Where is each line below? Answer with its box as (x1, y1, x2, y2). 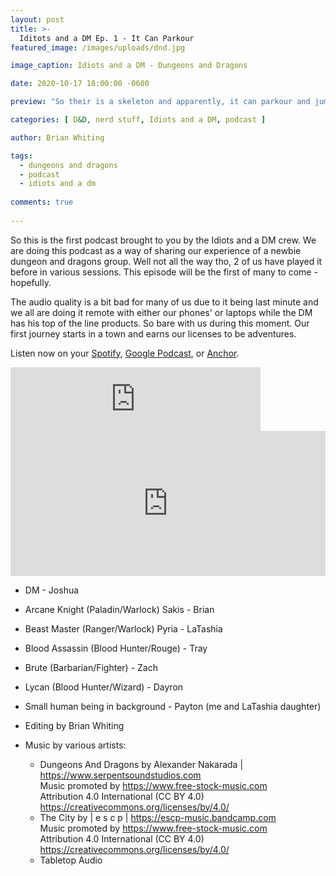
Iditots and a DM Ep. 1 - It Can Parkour (19, 33, 195, 43)
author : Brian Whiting (10, 132, 105, 143)
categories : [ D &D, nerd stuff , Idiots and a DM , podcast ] (10, 115, 267, 125)
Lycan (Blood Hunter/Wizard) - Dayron (24, 681, 184, 693)
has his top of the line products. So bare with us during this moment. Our (10, 317, 310, 329)
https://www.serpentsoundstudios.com (39, 769, 202, 781)
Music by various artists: (24, 739, 127, 751)
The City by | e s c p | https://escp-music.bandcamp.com (39, 811, 277, 823)
